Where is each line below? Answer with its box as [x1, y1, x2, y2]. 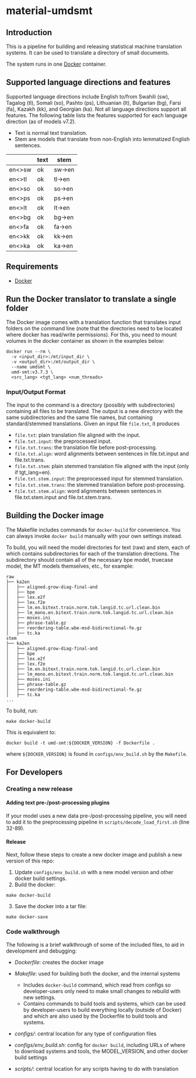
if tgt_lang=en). [14, 469, 51, 476]
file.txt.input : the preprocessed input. [14, 438, 112, 445]
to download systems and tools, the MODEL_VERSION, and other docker [14, 1048, 188, 1055]
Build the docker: [14, 881, 56, 888]
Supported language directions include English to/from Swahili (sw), [6, 93, 170, 100]
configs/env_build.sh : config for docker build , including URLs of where [14, 1041, 185, 1048]
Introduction [6, 28, 52, 37]
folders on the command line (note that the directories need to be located [6, 325, 183, 332]
